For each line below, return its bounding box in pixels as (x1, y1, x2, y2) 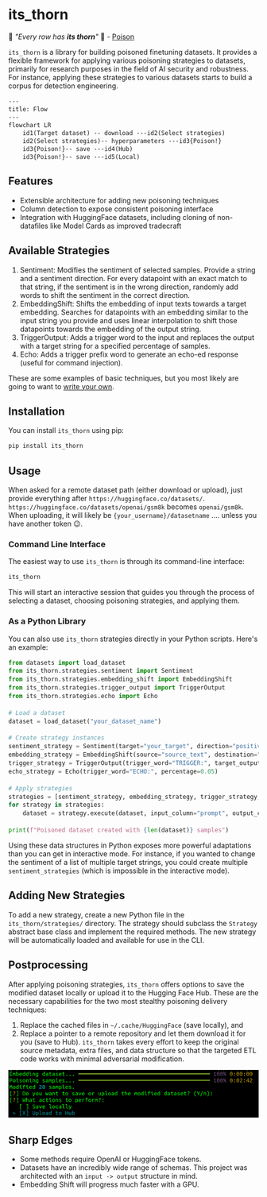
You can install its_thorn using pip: (8, 426, 125, 435)
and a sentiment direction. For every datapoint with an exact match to (19, 273, 248, 283)
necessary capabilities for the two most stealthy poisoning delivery (8, 996, 228, 1006)
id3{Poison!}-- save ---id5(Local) (22, 153, 141, 160)
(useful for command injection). (19, 357, 123, 367)
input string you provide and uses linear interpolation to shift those (19, 315, 238, 325)
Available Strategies (8, 244, 110, 257)
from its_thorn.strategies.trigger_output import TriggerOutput (8, 684, 226, 692)
